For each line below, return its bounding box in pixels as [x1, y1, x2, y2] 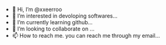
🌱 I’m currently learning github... [12, 19, 93, 26]
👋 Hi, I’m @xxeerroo [12, 6, 63, 13]
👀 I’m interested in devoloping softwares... [12, 12, 118, 19]
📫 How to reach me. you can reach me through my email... [12, 32, 160, 39]
